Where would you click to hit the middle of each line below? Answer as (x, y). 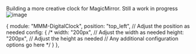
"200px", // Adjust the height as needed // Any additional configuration (92, 38)
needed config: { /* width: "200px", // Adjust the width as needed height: (95, 32)
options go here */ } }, (33, 45)
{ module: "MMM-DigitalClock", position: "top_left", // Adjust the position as (98, 26)
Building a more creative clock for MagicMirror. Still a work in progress (92, 9)
